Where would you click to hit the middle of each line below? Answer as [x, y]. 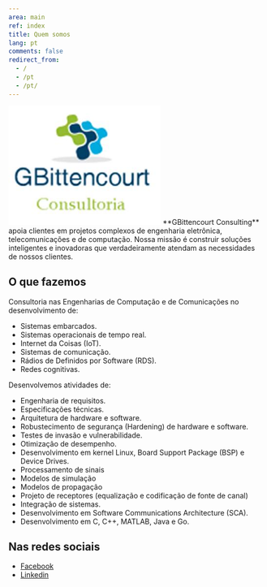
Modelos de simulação [58, 478]
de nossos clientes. [41, 257]
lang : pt [23, 43]
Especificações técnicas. [62, 409]
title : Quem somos [39, 34]
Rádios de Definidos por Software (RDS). [88, 360]
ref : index [27, 26]
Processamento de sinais [62, 469]
